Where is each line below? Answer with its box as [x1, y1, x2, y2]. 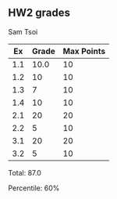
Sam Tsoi [8, 27, 38, 36]
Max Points [62, 45, 106, 56]
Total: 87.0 [8, 168, 41, 177]
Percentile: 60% [8, 183, 60, 193]
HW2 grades [8, 6, 70, 20]
